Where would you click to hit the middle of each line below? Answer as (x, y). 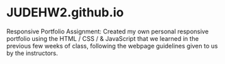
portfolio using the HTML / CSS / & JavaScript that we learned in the (103, 38)
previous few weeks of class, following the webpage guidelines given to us (112, 46)
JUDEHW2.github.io (65, 13)
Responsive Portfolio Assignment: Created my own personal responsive (108, 31)
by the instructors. (32, 53)
